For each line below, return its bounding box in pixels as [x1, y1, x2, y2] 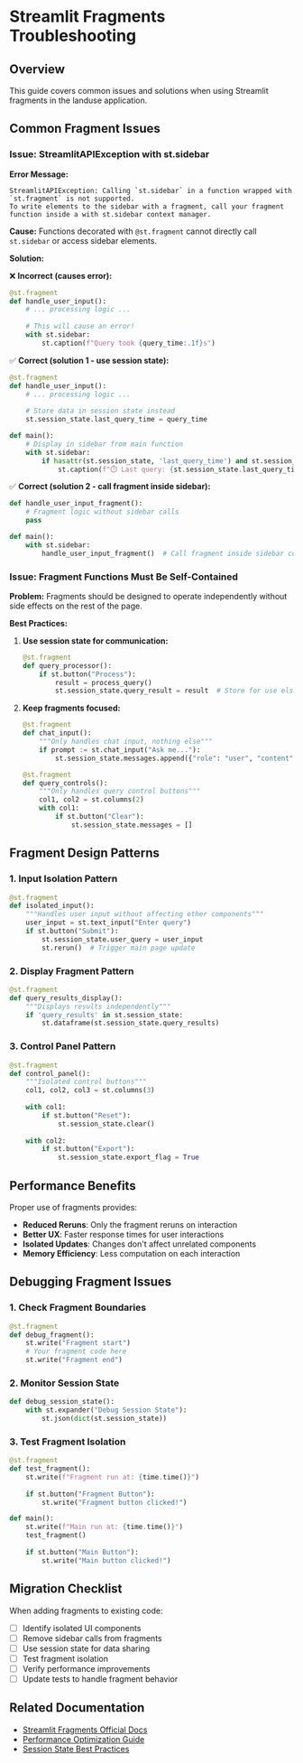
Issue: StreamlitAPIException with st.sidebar [9, 148, 210, 161]
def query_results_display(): [9, 993, 124, 1003]
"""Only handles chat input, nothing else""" [39, 738, 214, 747]
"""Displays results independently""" [25, 1002, 171, 1011]
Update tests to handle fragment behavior [22, 1673, 179, 1684]
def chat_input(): [22, 728, 92, 738]
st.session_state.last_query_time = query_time [25, 415, 207, 424]
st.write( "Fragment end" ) [25, 1356, 124, 1365]
